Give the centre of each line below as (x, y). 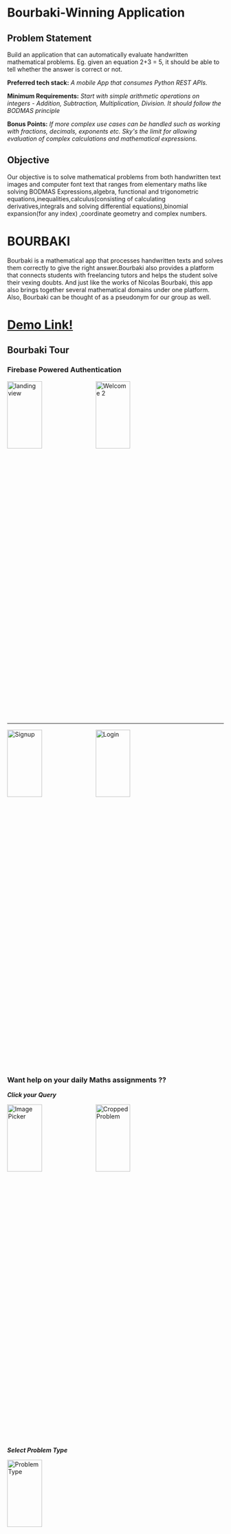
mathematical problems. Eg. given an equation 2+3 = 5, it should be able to (113, 62)
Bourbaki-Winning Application (96, 13)
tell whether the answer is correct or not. (65, 69)
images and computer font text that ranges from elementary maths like (107, 184)
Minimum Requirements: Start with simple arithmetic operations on (103, 96)
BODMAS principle (34, 111)
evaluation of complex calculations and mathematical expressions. (102, 139)
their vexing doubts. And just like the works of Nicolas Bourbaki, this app (110, 282)
